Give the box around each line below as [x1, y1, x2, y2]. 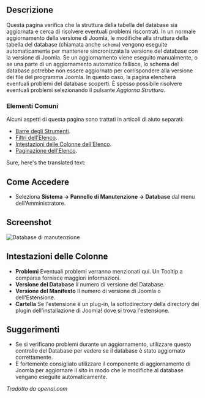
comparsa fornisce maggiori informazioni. [15, 274, 121, 281]
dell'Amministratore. [15, 199, 66, 207]
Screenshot [6, 217, 52, 228]
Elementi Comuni [6, 101, 59, 110]
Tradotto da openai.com [6, 385, 68, 392]
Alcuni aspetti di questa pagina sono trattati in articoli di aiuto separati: [6, 116, 184, 123]
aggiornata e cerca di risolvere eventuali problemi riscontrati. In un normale [6, 28, 196, 35]
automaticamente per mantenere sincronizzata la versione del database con [6, 47, 198, 55]
